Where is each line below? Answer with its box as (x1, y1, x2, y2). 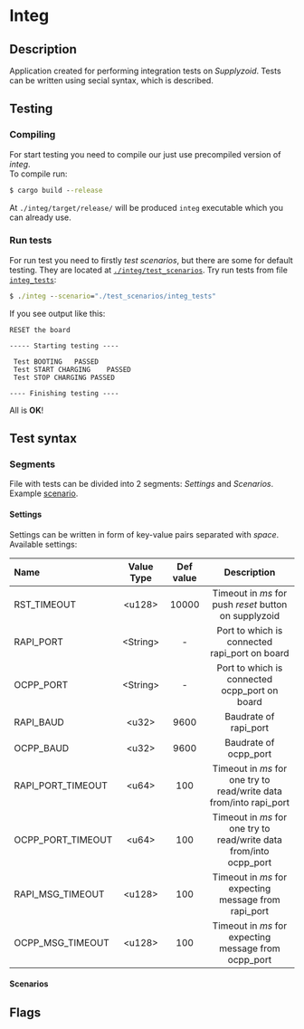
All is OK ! (9, 405, 43, 415)
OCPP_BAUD (14, 741, 70, 754)
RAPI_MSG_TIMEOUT (14, 888, 105, 900)
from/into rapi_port (209, 796, 290, 808)
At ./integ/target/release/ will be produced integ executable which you (9, 202, 283, 213)
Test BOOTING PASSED (13, 357, 100, 367)
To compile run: (9, 168, 68, 179)
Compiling (9, 129, 56, 141)
